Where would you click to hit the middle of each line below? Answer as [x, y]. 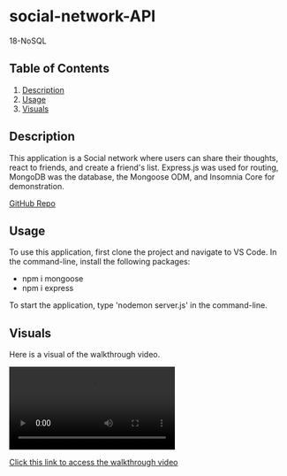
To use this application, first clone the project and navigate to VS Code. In [143, 252]
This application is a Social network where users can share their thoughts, [144, 157]
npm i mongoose [53, 279]
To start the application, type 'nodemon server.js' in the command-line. [138, 305]
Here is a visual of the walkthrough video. [85, 355]
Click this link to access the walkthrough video [94, 463]
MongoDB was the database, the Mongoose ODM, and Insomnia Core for [142, 177]
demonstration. [37, 186]
